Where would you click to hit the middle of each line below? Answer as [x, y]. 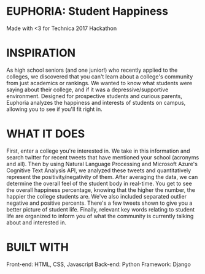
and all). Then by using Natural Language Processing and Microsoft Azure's [102, 164]
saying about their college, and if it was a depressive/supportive [87, 89]
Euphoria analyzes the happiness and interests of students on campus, [96, 102]
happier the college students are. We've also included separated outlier [97, 196]
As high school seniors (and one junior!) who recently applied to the [92, 70]
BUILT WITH [38, 247]
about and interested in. [36, 223]
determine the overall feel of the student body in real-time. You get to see [99, 183]
